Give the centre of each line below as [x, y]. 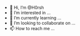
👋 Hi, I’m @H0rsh [27, 8]
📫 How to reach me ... [32, 28]
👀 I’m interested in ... [30, 13]
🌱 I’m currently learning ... [35, 18]
